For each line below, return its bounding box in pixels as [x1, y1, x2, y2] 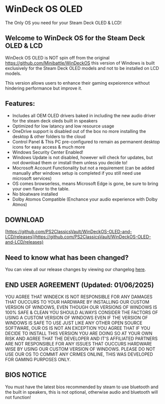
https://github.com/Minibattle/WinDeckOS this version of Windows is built [5, 60, 155, 66]
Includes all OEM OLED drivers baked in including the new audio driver [12, 112, 156, 119]
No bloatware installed [12, 191, 58, 197]
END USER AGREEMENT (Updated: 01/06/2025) [5, 280, 154, 289]
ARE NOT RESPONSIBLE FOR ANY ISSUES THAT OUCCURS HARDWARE [5, 341, 152, 346]
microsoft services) [12, 175, 52, 181]
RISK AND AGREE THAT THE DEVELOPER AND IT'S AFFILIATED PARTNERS [5, 336, 158, 342]
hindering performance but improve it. [5, 85, 83, 91]
